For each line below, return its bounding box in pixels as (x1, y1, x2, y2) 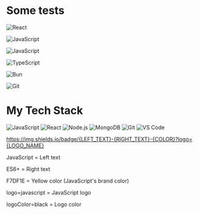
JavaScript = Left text (6, 153, 61, 161)
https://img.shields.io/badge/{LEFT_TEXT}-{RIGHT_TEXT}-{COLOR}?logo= (6, 135, 193, 142)
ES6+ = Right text (6, 165, 51, 173)
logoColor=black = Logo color (6, 201, 82, 208)
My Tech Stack (6, 104, 83, 118)
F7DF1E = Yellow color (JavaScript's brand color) (6, 177, 130, 184)
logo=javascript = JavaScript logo (6, 189, 91, 196)
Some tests (6, 4, 65, 18)
